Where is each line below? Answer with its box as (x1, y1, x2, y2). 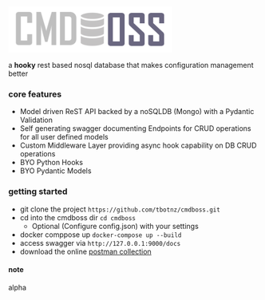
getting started (8, 186, 68, 197)
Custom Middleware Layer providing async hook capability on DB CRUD (19, 140, 257, 150)
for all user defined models (19, 132, 109, 142)
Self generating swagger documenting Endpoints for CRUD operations (19, 124, 251, 133)
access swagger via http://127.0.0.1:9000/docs (19, 238, 181, 247)
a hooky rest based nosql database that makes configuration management (8, 61, 254, 69)
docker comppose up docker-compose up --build (19, 230, 182, 239)
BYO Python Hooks (19, 158, 84, 168)
